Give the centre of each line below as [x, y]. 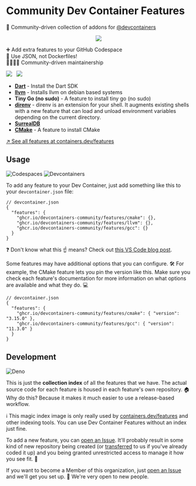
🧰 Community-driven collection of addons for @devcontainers [81, 27]
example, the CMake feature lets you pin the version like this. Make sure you [98, 272]
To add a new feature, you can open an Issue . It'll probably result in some [95, 440]
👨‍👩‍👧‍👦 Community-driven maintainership [55, 62]
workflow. [18, 404]
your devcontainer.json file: [40, 191]
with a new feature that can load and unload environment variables [95, 111]
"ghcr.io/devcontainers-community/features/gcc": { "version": [96, 324]
